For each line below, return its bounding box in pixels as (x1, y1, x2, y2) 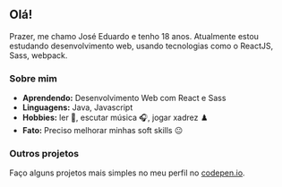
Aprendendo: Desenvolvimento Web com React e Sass (21, 93, 226, 104)
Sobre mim (9, 72, 58, 84)
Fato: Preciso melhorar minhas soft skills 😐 (21, 125, 184, 136)
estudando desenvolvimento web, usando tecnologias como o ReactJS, (9, 40, 274, 51)
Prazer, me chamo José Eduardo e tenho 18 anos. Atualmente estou (9, 30, 260, 41)
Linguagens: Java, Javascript (21, 102, 133, 113)
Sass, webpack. (9, 49, 68, 61)
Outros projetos (9, 148, 79, 160)
